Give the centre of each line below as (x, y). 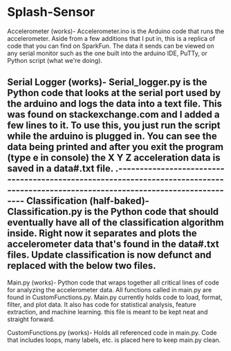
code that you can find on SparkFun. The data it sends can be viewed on (111, 46)
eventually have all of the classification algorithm (115, 223)
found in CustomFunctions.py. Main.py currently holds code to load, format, (115, 297)
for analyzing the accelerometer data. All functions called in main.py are (110, 290)
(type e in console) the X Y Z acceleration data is (114, 158)
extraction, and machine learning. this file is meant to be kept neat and (108, 312)
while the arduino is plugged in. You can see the (112, 136)
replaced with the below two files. (82, 266)
